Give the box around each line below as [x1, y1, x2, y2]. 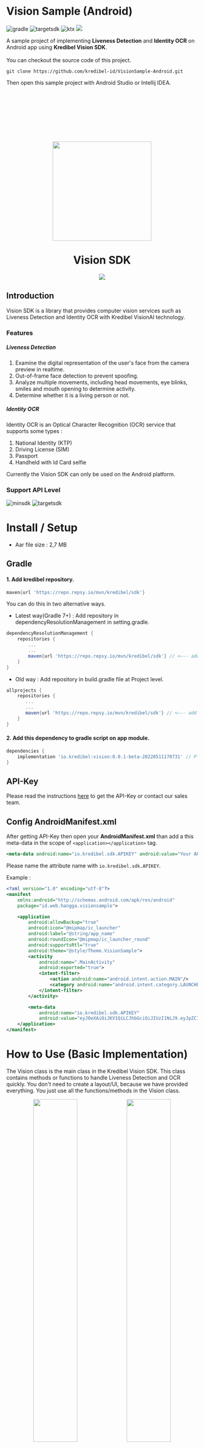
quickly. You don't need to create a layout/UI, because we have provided [6, 1080, 188, 1088]
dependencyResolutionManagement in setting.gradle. [15, 618, 150, 626]
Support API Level [6, 486, 61, 494]
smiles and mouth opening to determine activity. [15, 385, 136, 392]
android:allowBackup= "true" [28, 919, 99, 925]
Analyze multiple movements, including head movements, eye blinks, [15, 378, 188, 385]
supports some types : [6, 427, 63, 434]
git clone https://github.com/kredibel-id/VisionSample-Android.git [6, 68, 183, 74]
